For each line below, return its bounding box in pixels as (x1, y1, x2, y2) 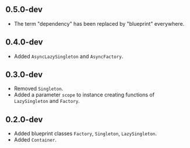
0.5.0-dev (5, 5, 43, 15)
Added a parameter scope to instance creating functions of (13, 91, 155, 98)
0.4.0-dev (5, 37, 43, 47)
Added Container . (13, 136, 57, 143)
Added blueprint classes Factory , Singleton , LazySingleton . (13, 130, 157, 137)
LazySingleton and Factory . (13, 98, 80, 105)
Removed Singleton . (13, 85, 64, 92)
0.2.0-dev (5, 114, 43, 125)
